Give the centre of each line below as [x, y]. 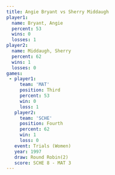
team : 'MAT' [35, 85]
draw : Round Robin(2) [41, 157]
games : [14, 73]
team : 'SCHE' [36, 118]
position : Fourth [41, 124]
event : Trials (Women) [42, 146]
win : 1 [28, 135]
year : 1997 [28, 152]
